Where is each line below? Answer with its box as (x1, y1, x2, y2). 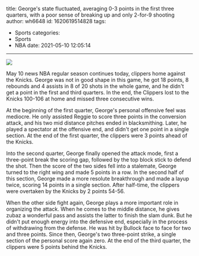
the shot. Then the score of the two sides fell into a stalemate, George (6, 163, 176, 169)
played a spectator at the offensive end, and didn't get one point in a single (6, 126, 190, 132)
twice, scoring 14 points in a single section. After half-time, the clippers (6, 181, 179, 188)
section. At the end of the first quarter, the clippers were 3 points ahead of (6, 132, 188, 139)
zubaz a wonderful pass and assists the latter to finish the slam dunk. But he (6, 212, 192, 219)
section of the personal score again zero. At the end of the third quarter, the (6, 237, 191, 244)
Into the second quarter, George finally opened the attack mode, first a (6, 150, 179, 157)
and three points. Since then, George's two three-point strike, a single (6, 231, 176, 238)
